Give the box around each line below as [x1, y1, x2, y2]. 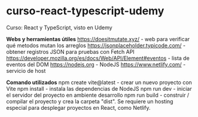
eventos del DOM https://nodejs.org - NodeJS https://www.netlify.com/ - [6, 61, 186, 68]
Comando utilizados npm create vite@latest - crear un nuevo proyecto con [6, 79, 193, 86]
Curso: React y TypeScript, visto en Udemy [6, 24, 112, 31]
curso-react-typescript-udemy [6, 4, 165, 18]
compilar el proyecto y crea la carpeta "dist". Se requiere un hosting [6, 97, 173, 105]
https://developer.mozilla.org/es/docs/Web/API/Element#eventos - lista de [6, 54, 190, 61]
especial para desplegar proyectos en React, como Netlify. [6, 104, 151, 111]
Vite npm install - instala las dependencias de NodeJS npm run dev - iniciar [6, 85, 193, 92]
